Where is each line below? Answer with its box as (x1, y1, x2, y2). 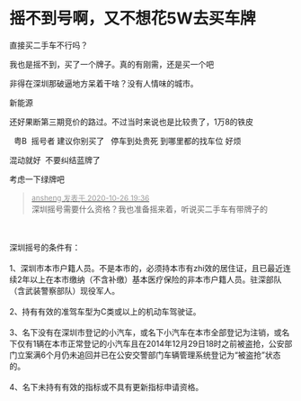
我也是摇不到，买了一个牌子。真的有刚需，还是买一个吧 (9, 59, 214, 69)
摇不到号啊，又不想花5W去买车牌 (9, 8, 256, 29)
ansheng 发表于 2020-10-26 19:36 (31, 193, 150, 203)
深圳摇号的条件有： (9, 242, 81, 252)
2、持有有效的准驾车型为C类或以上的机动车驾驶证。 (9, 305, 201, 316)
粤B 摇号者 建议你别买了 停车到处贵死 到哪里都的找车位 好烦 (13, 135, 242, 146)
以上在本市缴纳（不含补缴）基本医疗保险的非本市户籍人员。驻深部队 (30, 274, 282, 285)
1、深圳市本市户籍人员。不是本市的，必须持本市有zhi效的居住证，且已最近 (9, 262, 284, 273)
